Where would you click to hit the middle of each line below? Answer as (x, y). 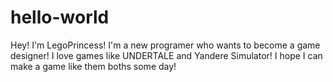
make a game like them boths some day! (93, 66)
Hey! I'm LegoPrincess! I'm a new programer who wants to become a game (165, 45)
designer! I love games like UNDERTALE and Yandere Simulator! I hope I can (166, 55)
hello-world (60, 17)
